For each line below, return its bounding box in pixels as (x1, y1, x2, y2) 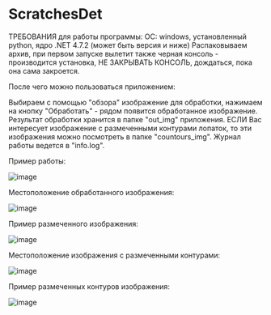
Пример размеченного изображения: (8, 219, 139, 228)
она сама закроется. (8, 66, 80, 75)
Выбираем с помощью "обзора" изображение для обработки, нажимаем (8, 97, 263, 107)
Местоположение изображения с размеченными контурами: (8, 250, 221, 260)
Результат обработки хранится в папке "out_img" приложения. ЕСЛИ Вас (8, 114, 262, 124)
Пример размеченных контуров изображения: (8, 281, 170, 292)
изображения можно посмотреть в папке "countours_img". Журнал (8, 131, 241, 142)
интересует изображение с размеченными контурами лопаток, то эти (8, 123, 252, 133)
